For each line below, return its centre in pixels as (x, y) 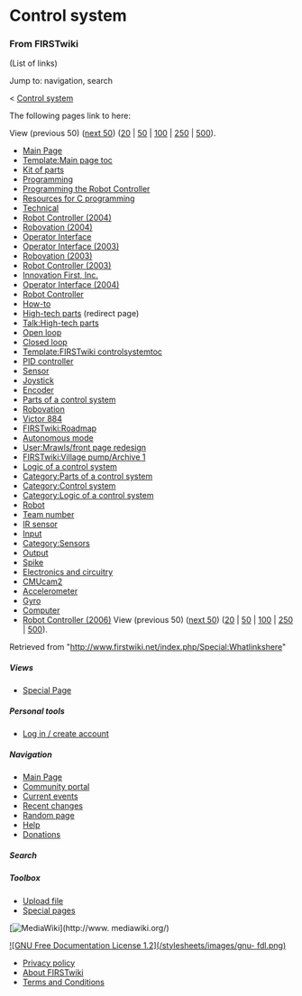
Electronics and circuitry (68, 572)
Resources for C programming (78, 198)
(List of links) (34, 63)
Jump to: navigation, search (61, 81)
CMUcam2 (42, 581)
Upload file (43, 900)
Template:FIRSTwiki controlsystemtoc (92, 352)
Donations (41, 835)
